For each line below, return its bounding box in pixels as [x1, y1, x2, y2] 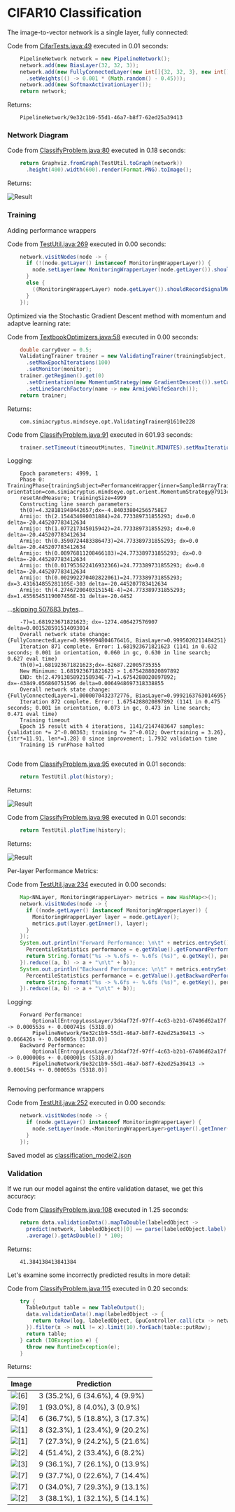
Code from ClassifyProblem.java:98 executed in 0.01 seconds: [7, 814, 187, 822]
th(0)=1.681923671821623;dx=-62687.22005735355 [20, 661, 161, 669]
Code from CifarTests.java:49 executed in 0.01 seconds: [7, 41, 169, 50]
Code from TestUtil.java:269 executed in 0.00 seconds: [7, 240, 166, 248]
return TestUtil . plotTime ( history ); [20, 827, 127, 834]
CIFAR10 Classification [7, 5, 142, 21]
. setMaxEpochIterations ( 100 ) [25, 359, 111, 366]
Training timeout [20, 717, 71, 724]
